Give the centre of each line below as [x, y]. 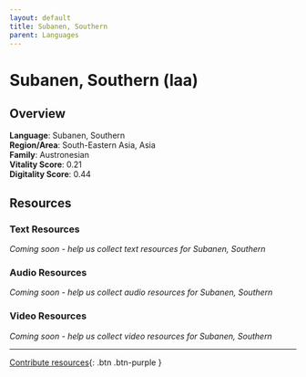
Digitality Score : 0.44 [50, 174]
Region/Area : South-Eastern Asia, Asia [83, 145]
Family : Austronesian [49, 155]
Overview [38, 114]
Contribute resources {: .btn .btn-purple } [86, 362]
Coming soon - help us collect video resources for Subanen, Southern [141, 336]
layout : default [40, 18]
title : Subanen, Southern [58, 26]
